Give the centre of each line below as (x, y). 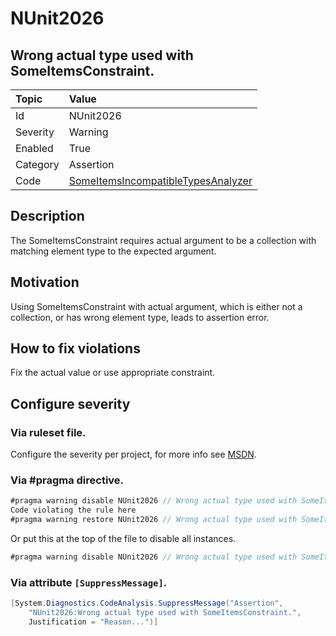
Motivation (45, 282)
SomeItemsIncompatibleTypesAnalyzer (160, 180)
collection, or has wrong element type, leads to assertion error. (140, 317)
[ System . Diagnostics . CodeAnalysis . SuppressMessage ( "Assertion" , (147, 603)
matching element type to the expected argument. (113, 251)
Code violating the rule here (73, 510)
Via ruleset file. (48, 432)
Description (47, 216)
